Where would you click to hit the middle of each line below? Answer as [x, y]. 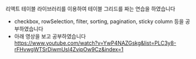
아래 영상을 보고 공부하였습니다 [50, 36]
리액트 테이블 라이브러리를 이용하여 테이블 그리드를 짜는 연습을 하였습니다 [91, 9]
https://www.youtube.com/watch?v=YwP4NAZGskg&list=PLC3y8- [95, 43]
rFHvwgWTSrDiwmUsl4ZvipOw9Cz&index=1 [69, 49]
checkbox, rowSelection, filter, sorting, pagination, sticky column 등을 [99, 21]
